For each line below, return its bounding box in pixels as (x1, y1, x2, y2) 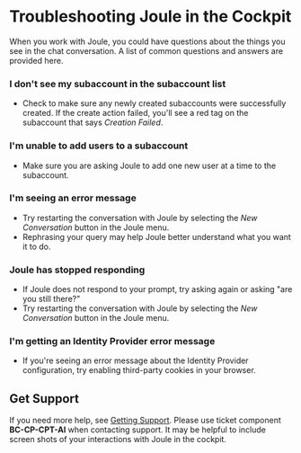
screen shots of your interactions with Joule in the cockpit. (9, 434, 227, 445)
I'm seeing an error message (9, 191, 137, 204)
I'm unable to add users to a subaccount (9, 139, 189, 152)
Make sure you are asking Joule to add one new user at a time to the (22, 160, 277, 171)
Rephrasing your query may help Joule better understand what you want (22, 231, 292, 242)
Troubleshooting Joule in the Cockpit (9, 6, 292, 27)
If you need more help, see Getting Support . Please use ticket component (9, 415, 281, 426)
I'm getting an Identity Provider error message (9, 335, 216, 348)
